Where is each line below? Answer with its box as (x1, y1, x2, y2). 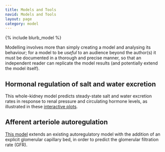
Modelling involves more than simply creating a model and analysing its (5, 44, 151, 50)
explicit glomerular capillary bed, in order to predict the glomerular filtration (5, 136, 159, 142)
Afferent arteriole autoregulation (5, 118, 108, 127)
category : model (5, 21, 39, 26)
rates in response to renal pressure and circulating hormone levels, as (5, 98, 148, 104)
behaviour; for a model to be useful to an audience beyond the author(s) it (5, 50, 156, 56)
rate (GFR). (5, 142, 28, 148)
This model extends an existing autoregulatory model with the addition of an (5, 131, 161, 137)
